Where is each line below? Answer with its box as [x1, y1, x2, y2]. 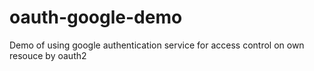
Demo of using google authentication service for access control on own [9, 39, 305, 51]
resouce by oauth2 [9, 49, 87, 61]
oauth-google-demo [9, 6, 183, 29]
